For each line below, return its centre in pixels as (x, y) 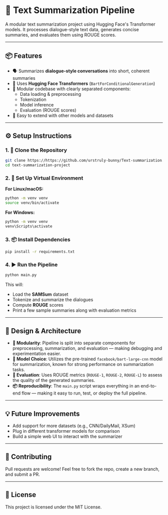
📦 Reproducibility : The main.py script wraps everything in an (76, 386)
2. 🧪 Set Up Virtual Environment (44, 178)
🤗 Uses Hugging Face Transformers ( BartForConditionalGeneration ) (84, 83)
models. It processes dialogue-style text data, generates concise (72, 29)
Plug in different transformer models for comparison (66, 431)
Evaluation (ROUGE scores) (48, 110)
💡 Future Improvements (42, 414)
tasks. (18, 370)
